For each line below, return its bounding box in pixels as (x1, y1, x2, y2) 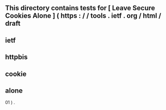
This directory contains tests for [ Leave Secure (5, 4, 155, 12)
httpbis (5, 53, 28, 61)
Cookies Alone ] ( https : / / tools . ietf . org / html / (5, 12, 162, 20)
